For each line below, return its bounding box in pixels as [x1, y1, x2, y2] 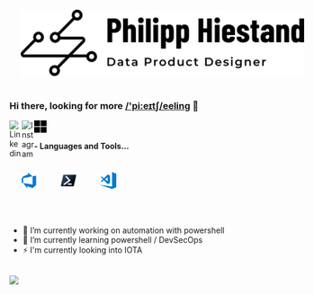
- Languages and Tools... [34, 140, 130, 151]
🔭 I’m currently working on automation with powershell [22, 225, 225, 236]
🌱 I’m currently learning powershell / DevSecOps [22, 235, 203, 245]
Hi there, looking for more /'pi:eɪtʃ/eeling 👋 [9, 99, 200, 111]
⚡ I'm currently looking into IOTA [22, 245, 143, 255]
